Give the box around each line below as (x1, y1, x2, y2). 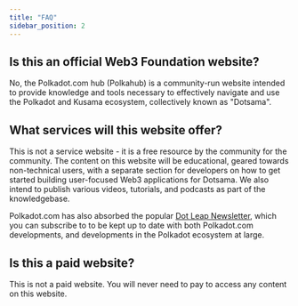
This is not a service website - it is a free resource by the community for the (9, 146, 287, 157)
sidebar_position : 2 (9, 21, 86, 30)
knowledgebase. (9, 193, 70, 205)
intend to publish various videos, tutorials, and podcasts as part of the (9, 184, 266, 195)
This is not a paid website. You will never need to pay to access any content (9, 278, 287, 289)
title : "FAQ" (9, 12, 58, 22)
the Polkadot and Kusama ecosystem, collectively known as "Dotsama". (9, 97, 272, 108)
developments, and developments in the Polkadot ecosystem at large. (9, 229, 265, 240)
